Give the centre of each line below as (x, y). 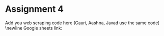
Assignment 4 (34, 9)
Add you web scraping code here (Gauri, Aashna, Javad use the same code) (82, 23)
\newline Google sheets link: (34, 28)
